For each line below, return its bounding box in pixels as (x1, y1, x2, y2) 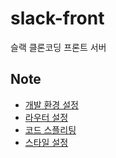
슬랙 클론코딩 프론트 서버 (10, 41, 107, 53)
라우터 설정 (24, 111, 69, 123)
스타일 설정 (24, 136, 69, 148)
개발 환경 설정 (24, 98, 79, 111)
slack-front (10, 7, 105, 30)
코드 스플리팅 (24, 123, 77, 136)
